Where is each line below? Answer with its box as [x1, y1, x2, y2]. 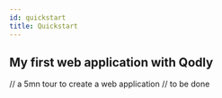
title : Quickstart [9, 22, 78, 31]
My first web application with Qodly [9, 55, 214, 70]
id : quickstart [9, 13, 67, 22]
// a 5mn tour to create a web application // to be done [9, 78, 210, 90]
